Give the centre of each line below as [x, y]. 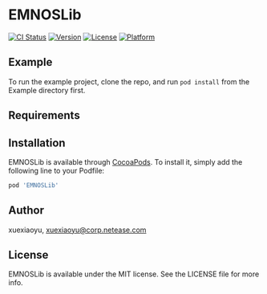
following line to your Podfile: [57, 170]
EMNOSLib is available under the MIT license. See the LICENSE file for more [134, 274]
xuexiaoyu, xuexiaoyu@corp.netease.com [77, 230]
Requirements [44, 115]
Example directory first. [47, 90]
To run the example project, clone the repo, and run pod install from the [129, 81]
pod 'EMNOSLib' [34, 185]
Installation [37, 143]
